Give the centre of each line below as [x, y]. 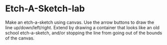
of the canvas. [20, 38]
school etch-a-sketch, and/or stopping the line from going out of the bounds [84, 33]
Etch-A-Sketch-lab [45, 9]
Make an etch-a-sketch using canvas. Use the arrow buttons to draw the [80, 22]
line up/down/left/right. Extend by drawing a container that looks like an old [82, 27]
